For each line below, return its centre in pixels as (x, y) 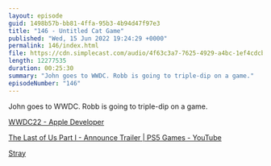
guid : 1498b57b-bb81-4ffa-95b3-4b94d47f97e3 (84, 23)
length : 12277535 (38, 61)
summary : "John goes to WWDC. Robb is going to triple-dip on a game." (131, 76)
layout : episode (35, 16)
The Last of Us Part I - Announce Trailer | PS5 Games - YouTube (115, 137)
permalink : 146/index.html (54, 46)
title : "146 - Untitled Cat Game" (67, 31)
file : (17, 53)
